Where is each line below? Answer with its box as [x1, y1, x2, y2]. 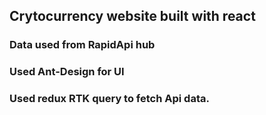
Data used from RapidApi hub [9, 38, 156, 52]
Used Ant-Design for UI [9, 65, 125, 79]
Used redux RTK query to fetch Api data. [9, 92, 210, 106]
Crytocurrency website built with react [9, 8, 256, 25]
